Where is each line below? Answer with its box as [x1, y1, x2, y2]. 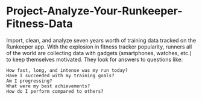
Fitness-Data [6, 17, 73, 31]
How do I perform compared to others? [6, 88, 104, 94]
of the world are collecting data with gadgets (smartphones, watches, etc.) [6, 49, 192, 56]
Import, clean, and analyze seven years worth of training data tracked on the [6, 37, 197, 44]
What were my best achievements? [6, 83, 90, 89]
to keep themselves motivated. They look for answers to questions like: [6, 56, 183, 63]
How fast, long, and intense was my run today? [6, 67, 128, 73]
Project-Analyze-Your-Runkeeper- [6, 4, 183, 18]
